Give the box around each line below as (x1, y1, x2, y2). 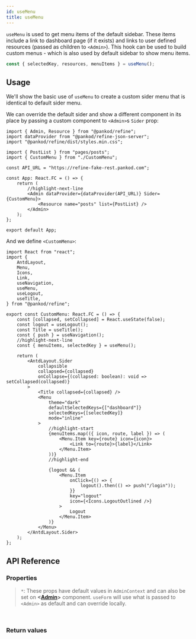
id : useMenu (6, 8, 36, 15)
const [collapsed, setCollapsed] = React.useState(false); (17, 317, 166, 323)
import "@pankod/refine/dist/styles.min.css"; (6, 139, 123, 145)
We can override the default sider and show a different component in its (6, 111, 182, 118)
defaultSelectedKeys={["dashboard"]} (48, 405, 142, 411)
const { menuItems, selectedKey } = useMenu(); (17, 342, 136, 349)
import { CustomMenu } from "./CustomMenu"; (6, 155, 118, 161)
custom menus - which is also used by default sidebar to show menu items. (6, 49, 191, 56)
